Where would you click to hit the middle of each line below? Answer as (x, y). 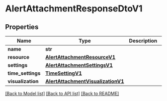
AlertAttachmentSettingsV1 (79, 65)
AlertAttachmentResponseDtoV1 (74, 9)
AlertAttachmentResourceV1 (81, 57)
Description (143, 41)
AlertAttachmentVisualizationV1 (85, 81)
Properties (22, 27)
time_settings (24, 73)
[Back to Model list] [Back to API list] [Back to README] (62, 94)
